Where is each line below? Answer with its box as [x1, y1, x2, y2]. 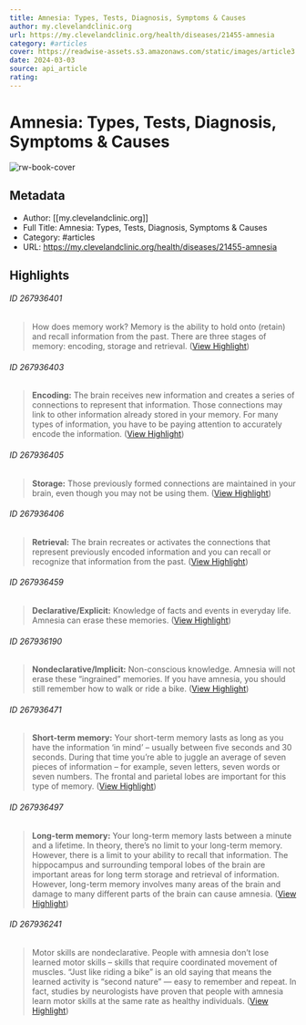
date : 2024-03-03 [9, 56, 76, 65]
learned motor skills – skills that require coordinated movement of [31, 957, 278, 968]
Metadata [9, 188, 66, 203]
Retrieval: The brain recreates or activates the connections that [31, 536, 271, 547]
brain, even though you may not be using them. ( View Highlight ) [31, 487, 271, 498]
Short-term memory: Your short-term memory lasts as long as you [31, 732, 284, 743]
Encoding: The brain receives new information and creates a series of [31, 389, 295, 401]
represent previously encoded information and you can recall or [31, 546, 271, 557]
